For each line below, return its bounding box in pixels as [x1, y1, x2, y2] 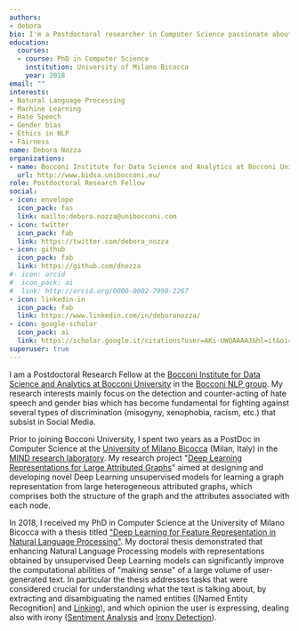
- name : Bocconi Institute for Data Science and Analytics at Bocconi [9, 162, 277, 171]
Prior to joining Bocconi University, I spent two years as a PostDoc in [9, 433, 261, 444]
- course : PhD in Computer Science [17, 54, 149, 63]
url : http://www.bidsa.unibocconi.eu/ [17, 170, 162, 179]
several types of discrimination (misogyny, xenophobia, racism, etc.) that [9, 406, 276, 417]
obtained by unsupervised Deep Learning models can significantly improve [9, 554, 285, 566]
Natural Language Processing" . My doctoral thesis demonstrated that [9, 536, 263, 546]
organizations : [9, 153, 66, 163]
